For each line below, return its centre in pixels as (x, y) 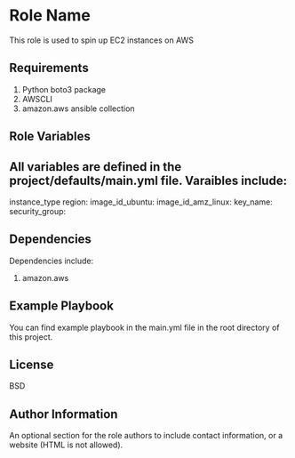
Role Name (50, 16)
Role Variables (50, 137)
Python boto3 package (64, 89)
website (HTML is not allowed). (66, 445)
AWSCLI (37, 99)
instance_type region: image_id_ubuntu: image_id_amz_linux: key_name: (141, 202)
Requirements (49, 68)
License (32, 364)
